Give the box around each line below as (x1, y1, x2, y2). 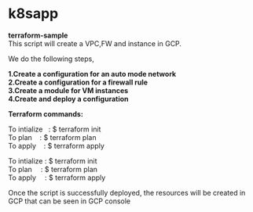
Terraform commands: (8, 109, 84, 118)
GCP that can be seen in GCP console (8, 196, 131, 206)
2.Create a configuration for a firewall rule (8, 77, 148, 87)
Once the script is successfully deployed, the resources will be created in (8, 188, 246, 197)
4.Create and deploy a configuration (8, 94, 129, 103)
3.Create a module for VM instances (8, 85, 129, 95)
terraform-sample (8, 31, 68, 40)
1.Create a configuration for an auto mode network (8, 69, 177, 78)
